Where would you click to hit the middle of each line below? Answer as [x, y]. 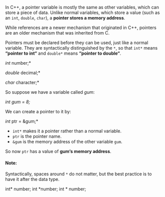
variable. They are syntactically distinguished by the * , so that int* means [81, 48]
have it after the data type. [32, 179]
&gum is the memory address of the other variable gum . [67, 142]
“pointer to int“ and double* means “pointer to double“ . [63, 53]
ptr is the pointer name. [37, 136]
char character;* [22, 82]
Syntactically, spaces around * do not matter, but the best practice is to [78, 174]
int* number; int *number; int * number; [46, 189]
